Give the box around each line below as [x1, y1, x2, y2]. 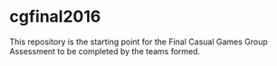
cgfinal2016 [9, 6, 101, 27]
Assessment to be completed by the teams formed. [9, 45, 201, 56]
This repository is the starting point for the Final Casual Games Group [9, 36, 269, 47]
